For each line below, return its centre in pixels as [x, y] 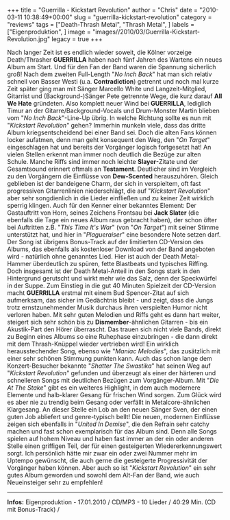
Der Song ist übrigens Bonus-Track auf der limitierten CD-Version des [105, 242]
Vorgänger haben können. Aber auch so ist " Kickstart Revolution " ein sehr [112, 468]
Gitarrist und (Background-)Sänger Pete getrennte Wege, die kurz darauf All [115, 96]
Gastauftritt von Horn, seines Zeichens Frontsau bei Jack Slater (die [103, 213]
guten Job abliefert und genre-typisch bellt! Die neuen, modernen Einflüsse [114, 417]
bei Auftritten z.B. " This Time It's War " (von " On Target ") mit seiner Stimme [113, 227]
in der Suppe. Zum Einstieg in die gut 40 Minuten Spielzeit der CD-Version [112, 285]
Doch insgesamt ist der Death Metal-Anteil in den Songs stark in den [104, 271]
